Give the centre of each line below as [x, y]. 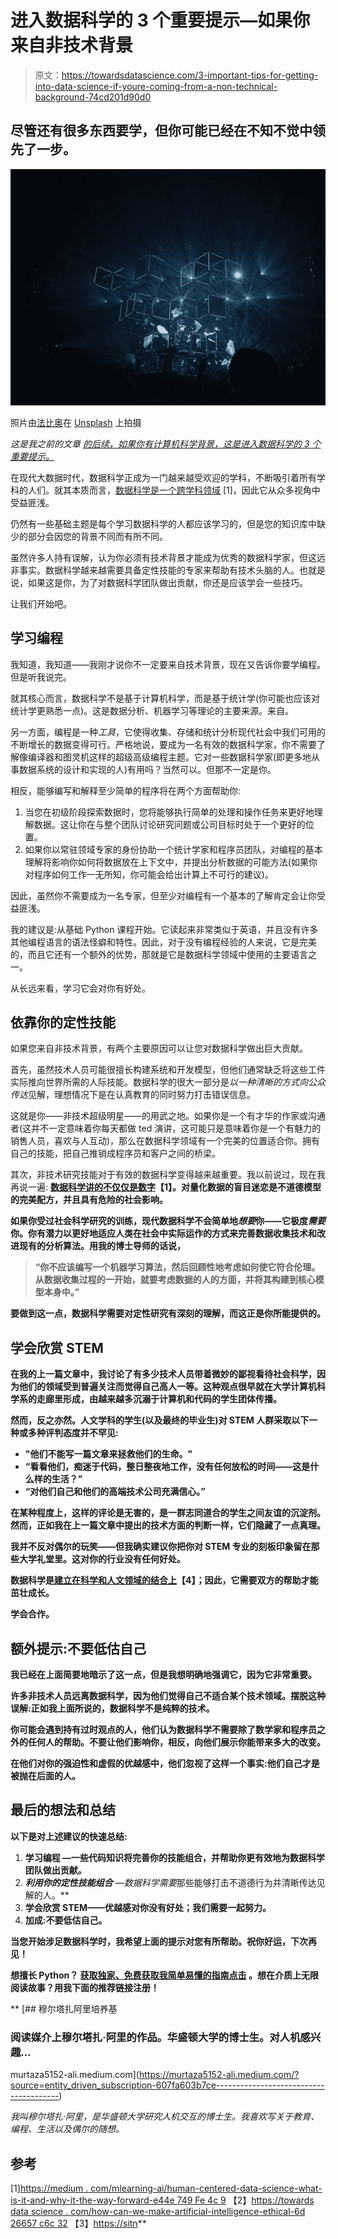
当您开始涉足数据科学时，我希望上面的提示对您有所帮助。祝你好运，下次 [159, 1941]
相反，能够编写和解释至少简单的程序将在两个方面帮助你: [126, 790]
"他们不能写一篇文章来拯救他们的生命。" [108, 1454]
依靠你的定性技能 [63, 1022]
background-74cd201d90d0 [93, 97]
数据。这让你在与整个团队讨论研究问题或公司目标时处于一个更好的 [169, 824]
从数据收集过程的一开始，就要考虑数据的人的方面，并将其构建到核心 [175, 1280]
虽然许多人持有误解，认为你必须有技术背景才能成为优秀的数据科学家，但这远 [168, 557]
